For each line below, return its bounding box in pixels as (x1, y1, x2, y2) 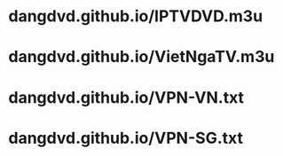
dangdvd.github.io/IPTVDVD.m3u (8, 6, 263, 27)
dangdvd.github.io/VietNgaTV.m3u (8, 47, 275, 67)
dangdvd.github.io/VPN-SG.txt (8, 128, 243, 148)
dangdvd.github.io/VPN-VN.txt (8, 87, 245, 107)
